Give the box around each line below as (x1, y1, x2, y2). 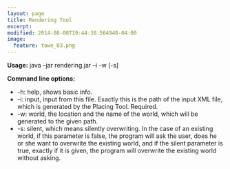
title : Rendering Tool (7, 17, 72, 23)
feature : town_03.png (13, 42, 76, 49)
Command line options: (7, 74, 76, 83)
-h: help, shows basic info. (17, 88, 93, 96)
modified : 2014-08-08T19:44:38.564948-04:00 (7, 29, 137, 37)
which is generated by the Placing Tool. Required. (17, 103, 158, 110)
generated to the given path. (17, 117, 98, 125)
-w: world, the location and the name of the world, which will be (17, 110, 198, 118)
